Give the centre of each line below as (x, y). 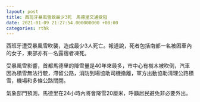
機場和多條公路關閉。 (43, 81)
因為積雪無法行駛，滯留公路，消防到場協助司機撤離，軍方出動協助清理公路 (97, 73)
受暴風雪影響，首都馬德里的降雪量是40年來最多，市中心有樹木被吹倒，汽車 (98, 66)
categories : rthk (28, 28)
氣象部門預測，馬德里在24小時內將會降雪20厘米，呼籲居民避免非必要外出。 (99, 93)
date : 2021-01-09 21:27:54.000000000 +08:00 (62, 23)
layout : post (22, 12)
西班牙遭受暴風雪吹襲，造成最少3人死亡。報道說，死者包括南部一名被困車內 (99, 46)
